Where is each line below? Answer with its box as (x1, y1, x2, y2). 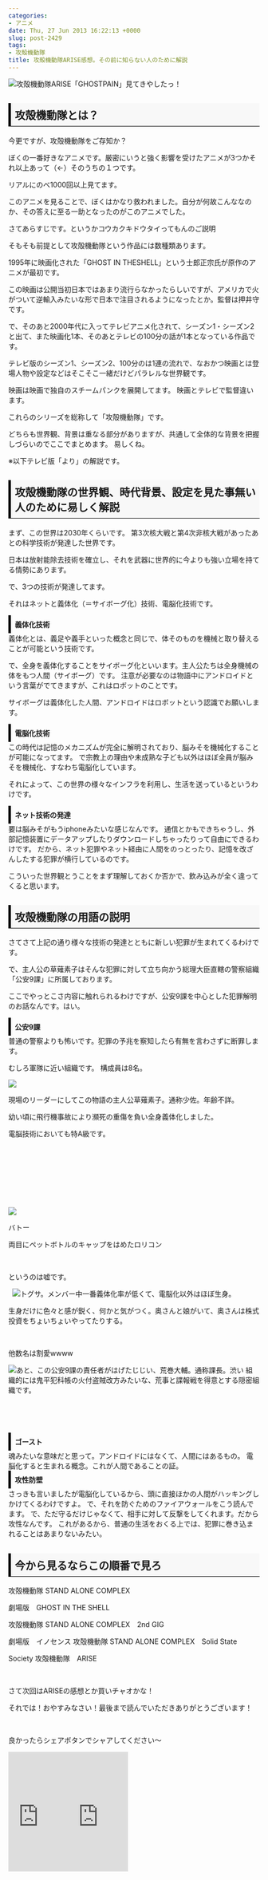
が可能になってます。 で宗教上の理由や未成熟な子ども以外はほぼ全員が (8, 752, 240, 762)
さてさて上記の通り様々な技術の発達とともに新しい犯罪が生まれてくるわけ (8, 938, 253, 947)
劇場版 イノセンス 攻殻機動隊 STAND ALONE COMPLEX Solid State (8, 1637, 238, 1646)
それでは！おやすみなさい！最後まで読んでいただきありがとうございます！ (8, 1703, 253, 1712)
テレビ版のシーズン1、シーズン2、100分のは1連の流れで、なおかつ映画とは (8, 358, 253, 368)
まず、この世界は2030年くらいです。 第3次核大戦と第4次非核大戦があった (8, 527, 252, 537)
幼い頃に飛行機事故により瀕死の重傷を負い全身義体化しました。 (8, 1112, 218, 1122)
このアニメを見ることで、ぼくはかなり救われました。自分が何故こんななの (8, 196, 253, 206)
